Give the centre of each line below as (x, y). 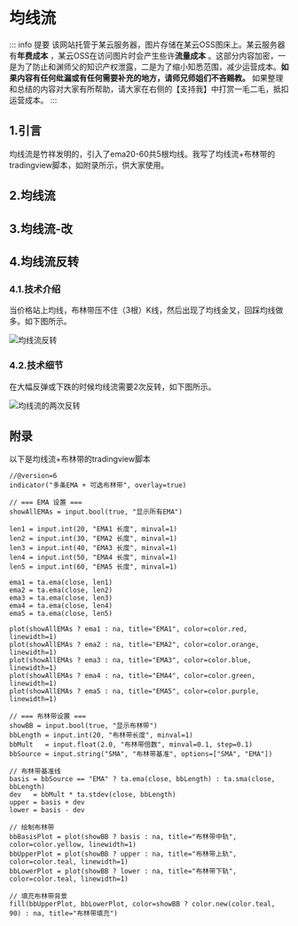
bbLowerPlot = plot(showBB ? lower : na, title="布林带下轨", (123, 872)
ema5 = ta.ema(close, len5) (61, 614)
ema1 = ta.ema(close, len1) (61, 583)
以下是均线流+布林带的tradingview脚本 (80, 459)
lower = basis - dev (47, 810)
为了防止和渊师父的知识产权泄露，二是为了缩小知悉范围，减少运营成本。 (149, 67)
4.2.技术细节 (36, 365)
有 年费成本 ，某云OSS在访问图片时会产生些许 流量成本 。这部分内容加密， (144, 55)
